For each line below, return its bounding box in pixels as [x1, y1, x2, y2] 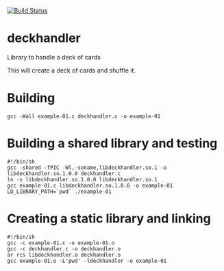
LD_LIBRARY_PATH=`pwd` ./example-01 [7, 188, 112, 195]
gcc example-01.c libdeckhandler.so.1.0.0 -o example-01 [7, 182, 173, 189]
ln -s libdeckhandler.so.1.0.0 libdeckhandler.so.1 [7, 176, 158, 183]
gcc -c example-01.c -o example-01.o [7, 240, 115, 246]
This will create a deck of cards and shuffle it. [7, 66, 136, 75]
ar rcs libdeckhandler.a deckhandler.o [7, 251, 121, 258]
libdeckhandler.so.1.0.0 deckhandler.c [7, 170, 121, 177]
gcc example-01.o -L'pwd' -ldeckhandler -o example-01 [7, 257, 167, 264]
